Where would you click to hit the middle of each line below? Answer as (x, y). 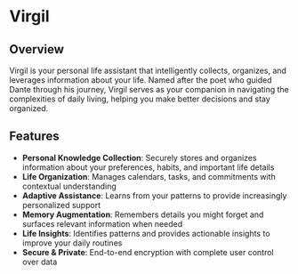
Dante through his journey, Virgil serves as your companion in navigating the (149, 89)
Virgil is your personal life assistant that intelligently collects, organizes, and (148, 70)
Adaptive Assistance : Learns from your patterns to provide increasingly (154, 195)
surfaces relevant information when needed (102, 223)
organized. (29, 108)
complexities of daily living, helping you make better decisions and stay (140, 99)
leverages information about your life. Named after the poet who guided (141, 80)
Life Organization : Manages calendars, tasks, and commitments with (149, 176)
